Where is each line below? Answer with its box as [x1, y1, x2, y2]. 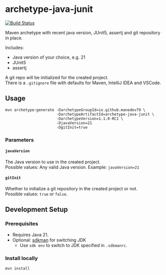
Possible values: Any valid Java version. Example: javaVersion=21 [5, 164, 140, 170]
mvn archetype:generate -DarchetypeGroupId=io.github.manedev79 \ [5, 107, 146, 113]
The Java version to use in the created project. [5, 158, 101, 165]
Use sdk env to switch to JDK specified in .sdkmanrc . [19, 242, 128, 248]
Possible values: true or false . [5, 191, 68, 197]
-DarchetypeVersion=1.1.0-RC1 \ [56, 116, 123, 121]
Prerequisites [5, 220, 38, 227]
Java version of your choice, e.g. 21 [12, 54, 85, 60]
